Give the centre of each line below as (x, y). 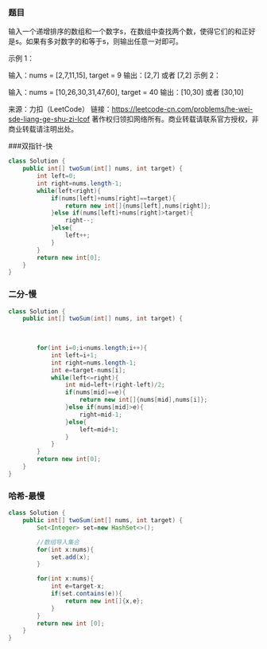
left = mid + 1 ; (99, 429)
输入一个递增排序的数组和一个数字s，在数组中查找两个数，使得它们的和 (125, 31)
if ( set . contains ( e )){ (87, 594)
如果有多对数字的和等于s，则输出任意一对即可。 (104, 41)
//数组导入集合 (58, 542)
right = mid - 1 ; (101, 415)
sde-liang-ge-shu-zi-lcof (49, 119)
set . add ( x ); (70, 557)
